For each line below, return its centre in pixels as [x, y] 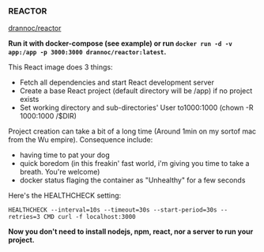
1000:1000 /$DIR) [48, 116]
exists [29, 100]
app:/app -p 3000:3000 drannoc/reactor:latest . [87, 52]
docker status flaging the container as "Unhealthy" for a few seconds [132, 180]
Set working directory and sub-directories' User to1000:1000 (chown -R [136, 107]
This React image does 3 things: [60, 67]
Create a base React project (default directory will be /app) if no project [136, 91]
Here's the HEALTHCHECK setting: [65, 196]
